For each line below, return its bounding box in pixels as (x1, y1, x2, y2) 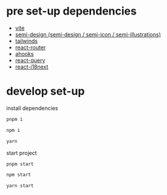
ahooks (15, 50, 34, 57)
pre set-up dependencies (6, 4, 137, 18)
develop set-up (6, 84, 85, 98)
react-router (15, 44, 46, 51)
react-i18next (15, 63, 49, 70)
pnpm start (6, 161, 34, 167)
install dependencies (6, 104, 58, 112)
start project (6, 149, 38, 156)
